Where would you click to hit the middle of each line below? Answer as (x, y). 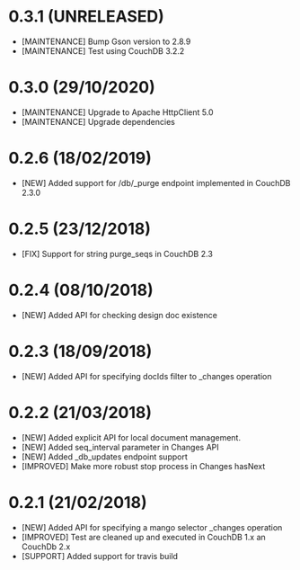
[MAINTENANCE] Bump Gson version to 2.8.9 (106, 41)
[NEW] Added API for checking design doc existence (119, 315)
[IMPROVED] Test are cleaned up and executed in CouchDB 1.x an (143, 537)
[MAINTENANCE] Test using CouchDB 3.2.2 (103, 50)
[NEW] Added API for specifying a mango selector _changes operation (152, 527)
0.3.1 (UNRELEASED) (87, 17)
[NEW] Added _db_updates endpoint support (104, 457)
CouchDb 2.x (46, 547)
